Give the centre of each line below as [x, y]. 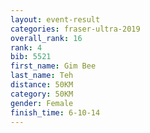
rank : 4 [26, 47]
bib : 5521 [31, 57]
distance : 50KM [42, 85]
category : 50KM [42, 94]
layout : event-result [55, 19]
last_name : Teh [42, 76]
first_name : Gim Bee [53, 66]
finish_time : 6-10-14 [55, 112]
